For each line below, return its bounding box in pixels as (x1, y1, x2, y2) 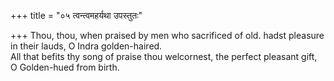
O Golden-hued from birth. (10, 61, 120, 73)
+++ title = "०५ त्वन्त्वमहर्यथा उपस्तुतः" (10, 10, 143, 21)
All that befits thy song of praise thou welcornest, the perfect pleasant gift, (10, 51, 318, 62)
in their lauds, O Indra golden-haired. (10, 40, 163, 52)
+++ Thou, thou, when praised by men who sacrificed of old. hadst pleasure (10, 30, 325, 41)
